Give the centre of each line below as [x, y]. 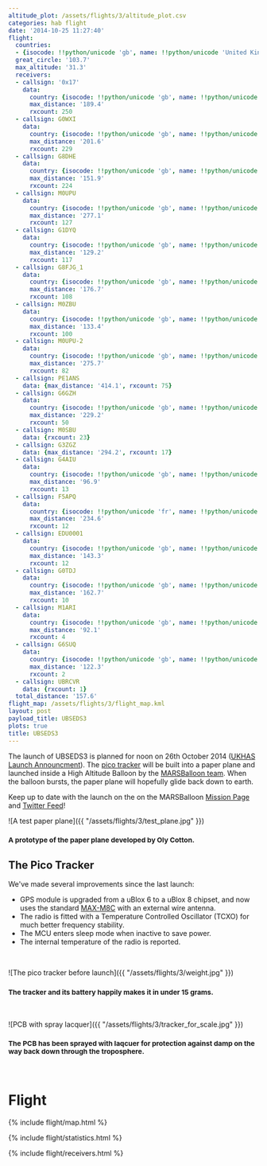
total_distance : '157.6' [56, 696]
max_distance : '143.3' [67, 556]
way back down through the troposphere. [76, 1052]
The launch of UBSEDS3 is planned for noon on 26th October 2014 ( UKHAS [132, 756]
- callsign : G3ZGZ [46, 445]
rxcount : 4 [47, 638]
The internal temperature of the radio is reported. [100, 942]
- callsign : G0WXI [46, 119]
